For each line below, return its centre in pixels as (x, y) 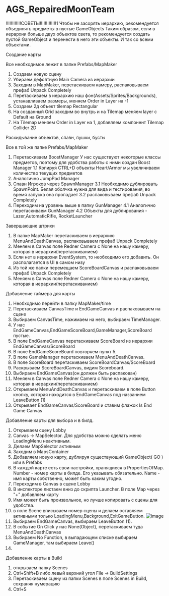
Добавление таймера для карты (40, 293)
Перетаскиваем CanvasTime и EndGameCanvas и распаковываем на (87, 308)
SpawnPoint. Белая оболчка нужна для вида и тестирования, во (81, 189)
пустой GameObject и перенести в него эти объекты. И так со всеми (79, 39)
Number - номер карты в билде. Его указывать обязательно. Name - (87, 473)
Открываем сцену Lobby (39, 430)
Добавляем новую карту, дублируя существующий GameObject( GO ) (88, 457)
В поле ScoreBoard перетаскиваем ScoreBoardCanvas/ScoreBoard (84, 362)
